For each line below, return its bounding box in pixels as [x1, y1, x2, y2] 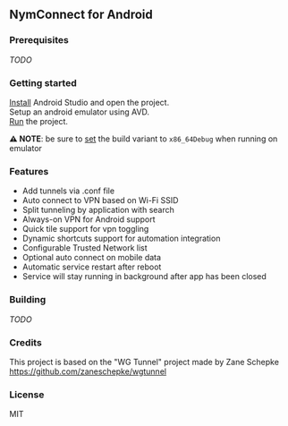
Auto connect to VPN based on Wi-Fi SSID [21, 195, 179, 206]
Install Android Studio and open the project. [9, 97, 170, 107]
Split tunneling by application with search [21, 205, 174, 216]
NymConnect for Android [9, 7, 154, 22]
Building [9, 294, 47, 306]
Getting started [9, 76, 78, 89]
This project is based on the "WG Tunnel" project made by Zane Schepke [9, 356, 280, 367]
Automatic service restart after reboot [21, 261, 162, 272]
